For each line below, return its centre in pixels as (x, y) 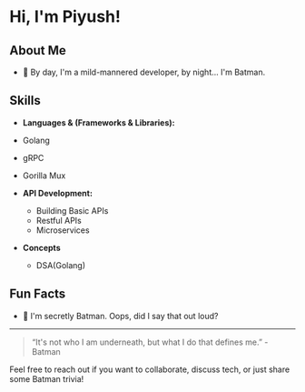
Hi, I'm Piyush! (65, 17)
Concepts (41, 247)
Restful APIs (59, 220)
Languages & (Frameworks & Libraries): (98, 122)
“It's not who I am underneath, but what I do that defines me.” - (150, 342)
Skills (25, 101)
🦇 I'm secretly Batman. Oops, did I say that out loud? (120, 316)
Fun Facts (38, 294)
